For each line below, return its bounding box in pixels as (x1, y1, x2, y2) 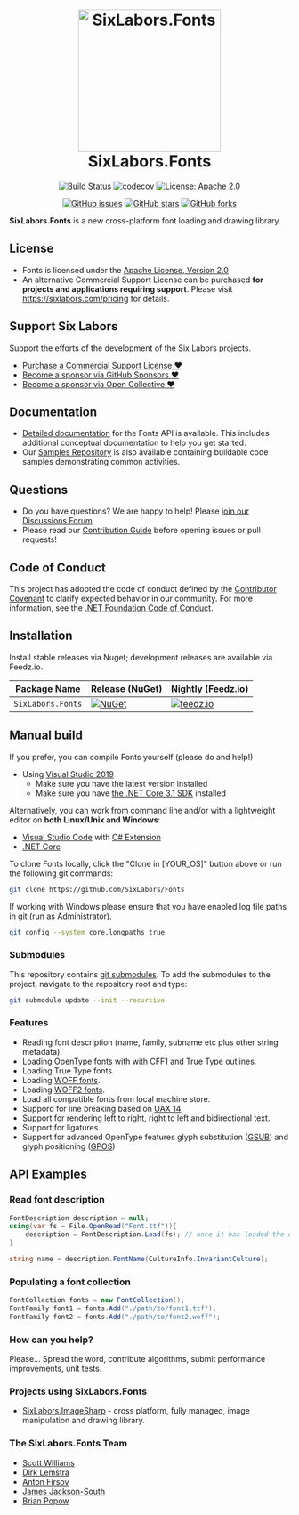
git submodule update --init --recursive (9, 995, 166, 1005)
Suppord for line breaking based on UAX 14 (21, 1103, 182, 1114)
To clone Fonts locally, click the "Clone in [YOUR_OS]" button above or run (9, 858, 282, 869)
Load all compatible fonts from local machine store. (21, 1093, 211, 1104)
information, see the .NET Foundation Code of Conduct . (9, 603, 214, 613)
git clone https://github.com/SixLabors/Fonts (9, 885, 185, 894)
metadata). (21, 1046, 62, 1057)
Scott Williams (21, 1457, 76, 1468)
